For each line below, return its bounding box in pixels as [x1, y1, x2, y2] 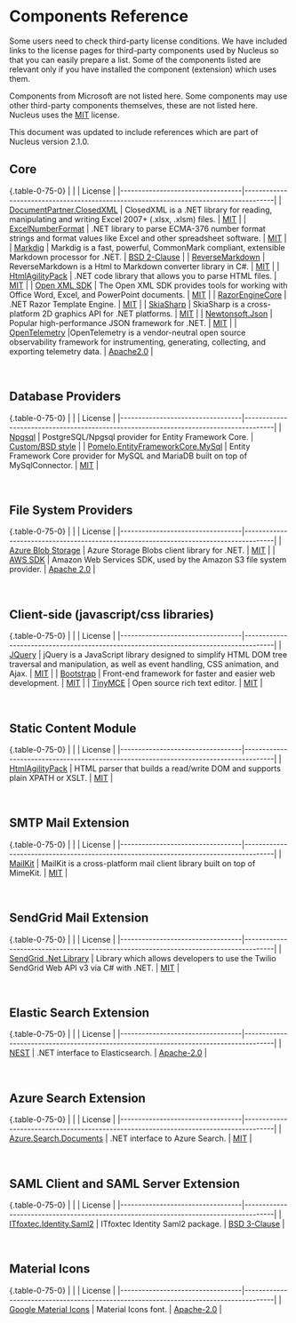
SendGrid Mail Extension [9, 911, 149, 926]
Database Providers [9, 389, 122, 404]
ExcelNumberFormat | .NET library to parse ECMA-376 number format [9, 223, 267, 234]
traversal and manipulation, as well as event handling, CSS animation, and [9, 659, 279, 670]
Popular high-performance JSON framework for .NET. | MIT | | [9, 317, 237, 328]
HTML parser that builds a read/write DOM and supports [74, 763, 282, 774]
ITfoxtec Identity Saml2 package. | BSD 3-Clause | [100, 1219, 285, 1230]
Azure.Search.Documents [9, 1133, 104, 1144]
